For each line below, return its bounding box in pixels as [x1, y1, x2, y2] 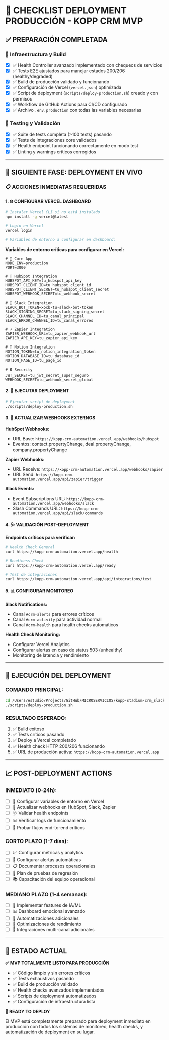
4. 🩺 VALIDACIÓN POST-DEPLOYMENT [5, 521, 89, 527]
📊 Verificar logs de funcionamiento [12, 818, 87, 824]
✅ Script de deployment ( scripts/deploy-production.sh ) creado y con [12, 90, 158, 96]
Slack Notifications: [5, 601, 48, 607]
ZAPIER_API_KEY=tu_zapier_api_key [5, 335, 78, 340]
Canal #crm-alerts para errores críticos [12, 611, 94, 617]
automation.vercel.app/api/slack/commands [12, 510, 103, 516]
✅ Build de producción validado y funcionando [12, 79, 110, 85]
